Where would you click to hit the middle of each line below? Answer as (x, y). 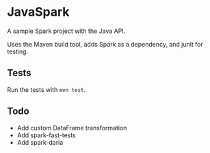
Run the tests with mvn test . (47, 89)
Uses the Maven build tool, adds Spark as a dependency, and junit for (105, 44)
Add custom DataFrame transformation (72, 128)
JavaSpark (38, 12)
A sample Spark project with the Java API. (66, 31)
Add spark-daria (40, 142)
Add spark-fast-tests (47, 135)
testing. (18, 51)
